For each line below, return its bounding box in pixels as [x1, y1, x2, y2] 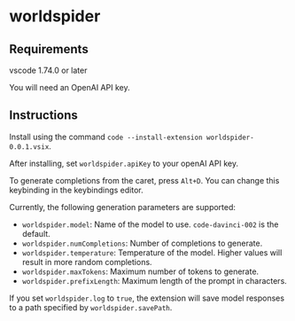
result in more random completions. [21, 256, 152, 267]
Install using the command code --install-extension [9, 131, 203, 142]
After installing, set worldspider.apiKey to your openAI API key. [9, 158, 239, 168]
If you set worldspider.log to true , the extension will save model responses [9, 293, 285, 303]
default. [21, 228, 50, 239]
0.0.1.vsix [9, 142, 50, 152]
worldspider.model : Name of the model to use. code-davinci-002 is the [21, 219, 279, 230]
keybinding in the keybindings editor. [9, 184, 144, 195]
